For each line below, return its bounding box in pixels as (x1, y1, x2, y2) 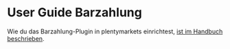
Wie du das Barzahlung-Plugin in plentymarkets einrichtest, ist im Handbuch (7, 27, 223, 35)
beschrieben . (7, 34, 45, 42)
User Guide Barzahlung (7, 5, 142, 20)
